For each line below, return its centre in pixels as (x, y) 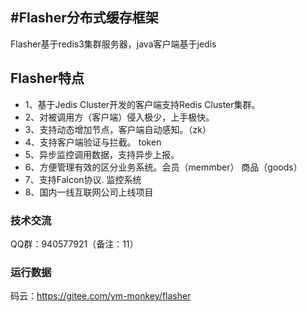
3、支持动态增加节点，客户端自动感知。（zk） (118, 129)
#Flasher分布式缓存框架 (84, 18)
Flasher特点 (47, 78)
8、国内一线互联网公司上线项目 (89, 192)
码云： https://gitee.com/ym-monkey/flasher (101, 296)
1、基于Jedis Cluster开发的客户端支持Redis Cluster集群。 (142, 104)
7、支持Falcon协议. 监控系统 (83, 179)
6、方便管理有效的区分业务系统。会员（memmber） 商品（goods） (163, 167)
